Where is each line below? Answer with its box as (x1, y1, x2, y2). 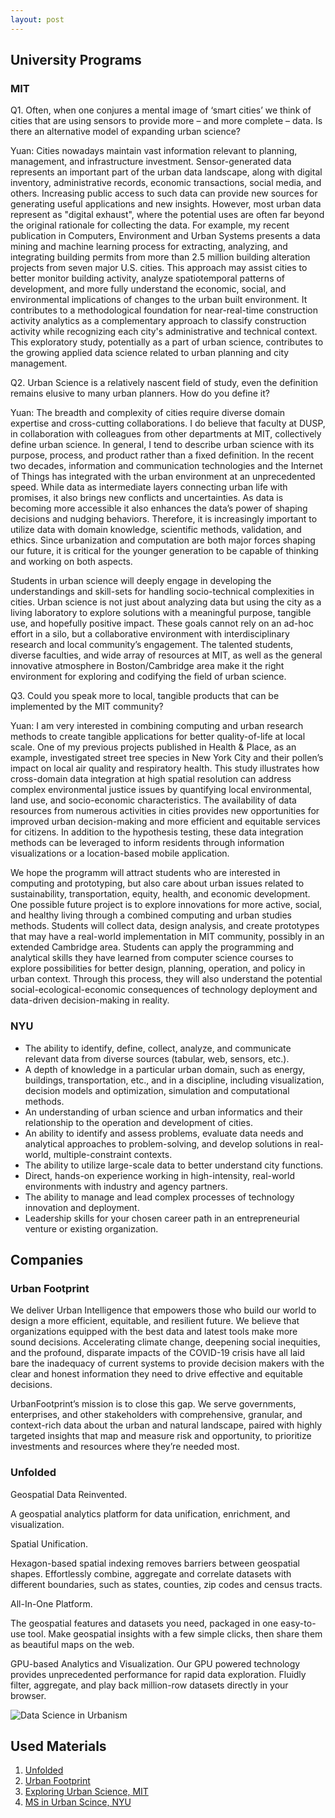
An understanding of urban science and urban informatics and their (24, 1106, 303, 1118)
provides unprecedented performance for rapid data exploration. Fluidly (10, 1668, 307, 1680)
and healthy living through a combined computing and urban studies (10, 909, 292, 921)
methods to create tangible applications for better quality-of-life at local (10, 731, 306, 743)
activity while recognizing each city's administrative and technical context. (10, 326, 318, 338)
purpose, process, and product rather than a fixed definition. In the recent (10, 449, 315, 461)
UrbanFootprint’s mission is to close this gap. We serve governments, (10, 1398, 297, 1410)
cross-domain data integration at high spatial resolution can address (10, 773, 292, 785)
